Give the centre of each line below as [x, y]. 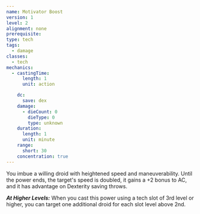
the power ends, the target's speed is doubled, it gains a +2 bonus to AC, [97, 180]
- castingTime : [31, 73]
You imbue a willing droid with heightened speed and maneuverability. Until [99, 173]
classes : [17, 56]
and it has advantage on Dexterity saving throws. [67, 186]
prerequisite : [24, 34]
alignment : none [26, 28]
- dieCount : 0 [40, 111]
